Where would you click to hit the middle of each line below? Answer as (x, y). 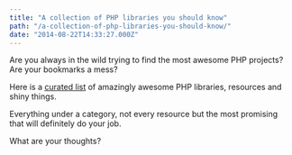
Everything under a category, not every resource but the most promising (144, 114)
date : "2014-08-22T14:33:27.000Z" (74, 34)
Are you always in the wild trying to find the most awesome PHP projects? (146, 60)
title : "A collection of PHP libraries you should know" (119, 18)
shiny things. (33, 96)
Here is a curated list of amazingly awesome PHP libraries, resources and (146, 87)
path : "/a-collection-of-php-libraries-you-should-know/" (120, 26)
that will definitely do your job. (65, 123)
